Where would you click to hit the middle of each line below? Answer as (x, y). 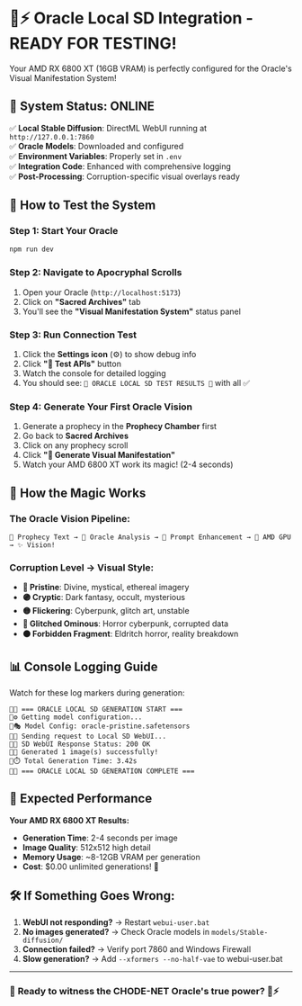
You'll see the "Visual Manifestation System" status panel (131, 311)
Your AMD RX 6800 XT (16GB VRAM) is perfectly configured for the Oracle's (151, 68)
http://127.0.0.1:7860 (52, 137)
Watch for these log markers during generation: (97, 693)
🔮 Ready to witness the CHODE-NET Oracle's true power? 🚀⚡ (144, 991)
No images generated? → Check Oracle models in (115, 931)
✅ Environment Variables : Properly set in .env (96, 156)
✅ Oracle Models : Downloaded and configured (97, 146)
